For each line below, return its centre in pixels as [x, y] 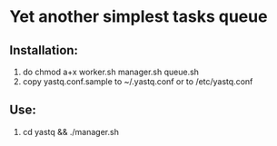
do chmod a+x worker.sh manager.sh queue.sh [111, 72]
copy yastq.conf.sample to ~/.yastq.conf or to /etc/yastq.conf [138, 82]
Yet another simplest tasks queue [138, 17]
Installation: [44, 50]
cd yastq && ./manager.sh [71, 131]
